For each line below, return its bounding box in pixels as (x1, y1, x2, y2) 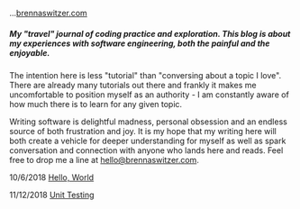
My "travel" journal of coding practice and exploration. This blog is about (9, 28, 291, 39)
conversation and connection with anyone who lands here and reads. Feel (9, 144, 284, 156)
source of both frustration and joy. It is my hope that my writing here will (9, 125, 277, 136)
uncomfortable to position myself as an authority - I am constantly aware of (9, 89, 290, 100)
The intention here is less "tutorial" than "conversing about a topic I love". (9, 69, 282, 80)
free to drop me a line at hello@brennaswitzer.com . (9, 154, 200, 165)
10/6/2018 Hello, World (9, 171, 95, 183)
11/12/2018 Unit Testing (9, 189, 95, 200)
